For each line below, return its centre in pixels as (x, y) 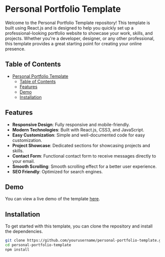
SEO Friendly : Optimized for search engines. (57, 171)
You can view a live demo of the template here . (53, 199)
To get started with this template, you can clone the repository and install (79, 226)
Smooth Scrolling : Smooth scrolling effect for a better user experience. (84, 166)
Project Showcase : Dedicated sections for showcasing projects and (81, 145)
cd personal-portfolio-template (38, 245)
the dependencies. (24, 231)
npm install (17, 250)
